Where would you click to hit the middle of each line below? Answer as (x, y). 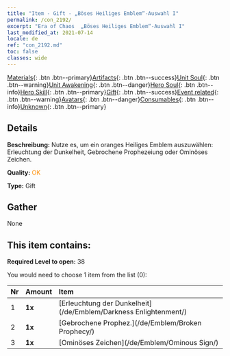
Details (22, 128)
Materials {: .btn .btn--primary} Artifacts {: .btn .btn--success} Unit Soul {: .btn (114, 77)
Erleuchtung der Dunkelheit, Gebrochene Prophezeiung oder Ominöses (107, 152)
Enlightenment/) (161, 312)
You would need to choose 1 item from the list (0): (77, 275)
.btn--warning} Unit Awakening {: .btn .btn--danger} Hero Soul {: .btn (101, 85)
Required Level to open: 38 (46, 262)
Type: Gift (21, 186)
